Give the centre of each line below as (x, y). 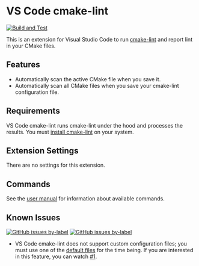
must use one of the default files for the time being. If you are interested (104, 250)
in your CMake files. (31, 46)
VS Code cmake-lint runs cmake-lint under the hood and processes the (95, 125)
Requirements (33, 111)
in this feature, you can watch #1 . (56, 256)
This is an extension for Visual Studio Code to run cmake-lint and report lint (99, 39)
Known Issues (33, 218)
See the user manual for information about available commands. (86, 199)
